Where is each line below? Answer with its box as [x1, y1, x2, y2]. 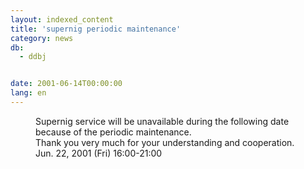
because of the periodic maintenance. [35, 126, 192, 138]
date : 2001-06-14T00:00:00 [10, 79, 123, 89]
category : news [10, 33, 74, 43]
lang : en [10, 88, 47, 98]
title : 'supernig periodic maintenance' [10, 24, 182, 34]
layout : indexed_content [10, 14, 114, 25]
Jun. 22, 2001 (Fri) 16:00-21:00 [35, 147, 163, 159]
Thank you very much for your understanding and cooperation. [35, 136, 295, 148]
